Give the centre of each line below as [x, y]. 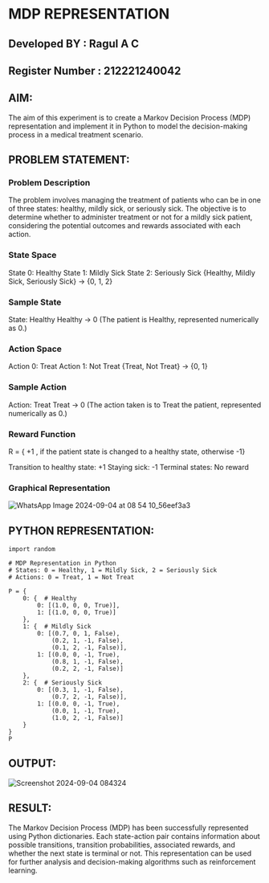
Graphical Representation [59, 488]
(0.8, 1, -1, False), [88, 662]
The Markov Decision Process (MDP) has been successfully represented [128, 828]
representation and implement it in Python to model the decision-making [128, 126]
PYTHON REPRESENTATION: [82, 531]
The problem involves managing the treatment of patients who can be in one [134, 200]
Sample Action [37, 387]
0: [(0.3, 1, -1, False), [81, 690]
